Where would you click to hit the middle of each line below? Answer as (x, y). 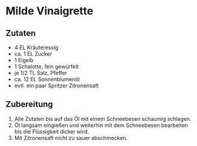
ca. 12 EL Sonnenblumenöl (47, 79)
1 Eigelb (24, 60)
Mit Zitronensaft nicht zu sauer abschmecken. (71, 138)
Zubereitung (29, 104)
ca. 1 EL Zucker (33, 54)
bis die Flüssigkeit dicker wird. (51, 131)
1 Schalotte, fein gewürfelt (46, 66)
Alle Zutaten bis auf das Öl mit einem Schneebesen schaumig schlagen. (103, 118)
